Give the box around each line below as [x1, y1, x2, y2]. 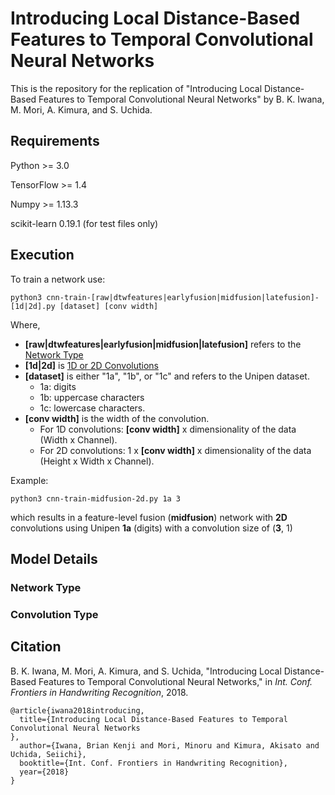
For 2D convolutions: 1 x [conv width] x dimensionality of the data [39, 444, 312, 456]
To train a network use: [10, 273, 106, 285]
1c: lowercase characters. [39, 402, 146, 414]
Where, [10, 318, 41, 331]
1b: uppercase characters [39, 391, 145, 403]
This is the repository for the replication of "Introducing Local [10, 82, 263, 94]
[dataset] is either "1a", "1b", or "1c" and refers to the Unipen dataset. [24, 370, 310, 382]
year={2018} [19, 767, 70, 777]
